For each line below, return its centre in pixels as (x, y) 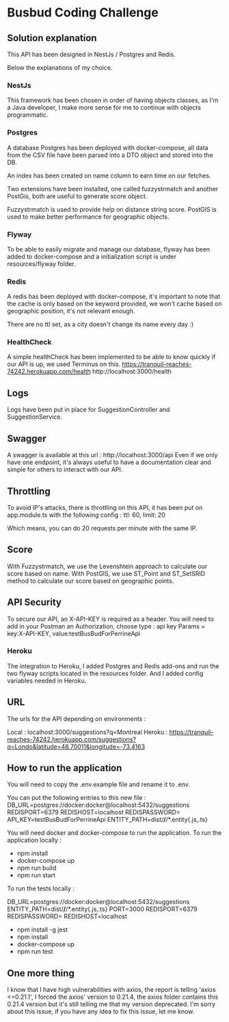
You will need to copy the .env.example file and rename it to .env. (98, 784)
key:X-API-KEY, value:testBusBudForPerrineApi (74, 633)
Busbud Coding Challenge (83, 13)
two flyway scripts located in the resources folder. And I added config (105, 673)
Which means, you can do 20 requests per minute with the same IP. (102, 528)
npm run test (35, 951)
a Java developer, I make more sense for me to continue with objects (104, 108)
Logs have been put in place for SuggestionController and (89, 410)
